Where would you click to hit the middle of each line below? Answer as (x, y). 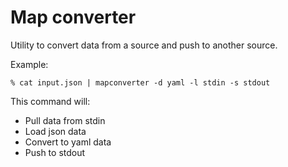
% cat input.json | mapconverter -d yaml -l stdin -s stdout (140, 82)
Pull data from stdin (65, 120)
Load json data (55, 131)
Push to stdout (55, 152)
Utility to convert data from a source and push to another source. (144, 45)
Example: (29, 64)
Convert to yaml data (68, 142)
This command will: (50, 101)
